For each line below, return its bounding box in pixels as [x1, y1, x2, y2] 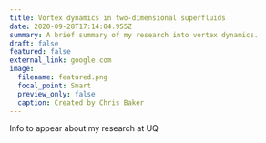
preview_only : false [17, 89, 96, 98]
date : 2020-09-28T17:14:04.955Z [9, 22, 132, 31]
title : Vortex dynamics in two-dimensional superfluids [9, 13, 226, 23]
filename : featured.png [17, 73, 107, 82]
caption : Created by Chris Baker [17, 97, 145, 107]
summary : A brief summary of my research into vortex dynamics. [9, 30, 259, 39]
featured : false [9, 47, 71, 56]
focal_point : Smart [17, 81, 92, 90]
